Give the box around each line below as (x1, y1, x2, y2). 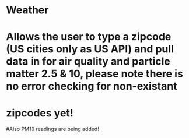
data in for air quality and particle (6, 55, 171, 68)
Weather (6, 3, 49, 17)
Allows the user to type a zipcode (6, 30, 171, 44)
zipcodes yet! (6, 106, 74, 119)
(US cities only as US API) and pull (6, 43, 174, 56)
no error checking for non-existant (6, 80, 177, 93)
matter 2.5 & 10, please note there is (6, 68, 184, 80)
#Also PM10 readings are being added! (6, 126, 99, 133)
